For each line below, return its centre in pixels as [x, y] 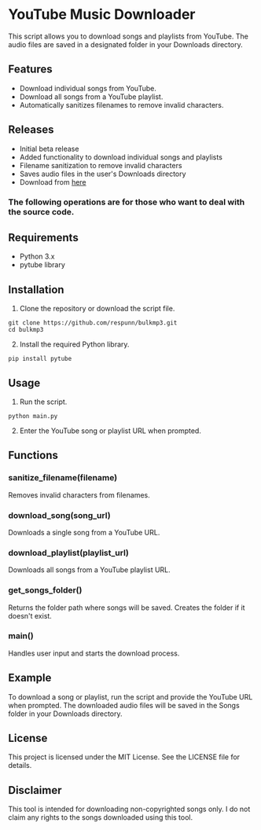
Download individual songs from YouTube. [88, 88]
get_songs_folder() [45, 590]
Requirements [43, 237]
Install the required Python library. [74, 344]
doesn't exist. [30, 615]
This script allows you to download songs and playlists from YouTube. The [129, 36]
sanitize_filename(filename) [63, 478]
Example [30, 678]
